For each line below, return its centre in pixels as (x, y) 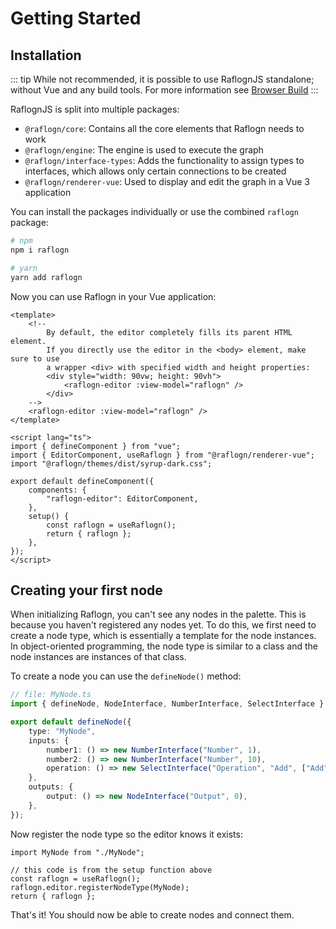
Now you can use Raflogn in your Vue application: (113, 296)
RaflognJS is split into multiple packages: (95, 109)
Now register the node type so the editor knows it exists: (126, 834)
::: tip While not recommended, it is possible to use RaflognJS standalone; (162, 79)
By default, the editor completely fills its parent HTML (169, 332)
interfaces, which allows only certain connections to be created (155, 171)
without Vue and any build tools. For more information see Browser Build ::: (164, 90)
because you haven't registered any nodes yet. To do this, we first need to (163, 625)
